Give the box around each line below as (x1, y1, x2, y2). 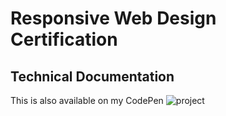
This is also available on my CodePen (10, 95, 164, 106)
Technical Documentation (10, 68, 175, 85)
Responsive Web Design (10, 7, 217, 30)
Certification (10, 28, 118, 51)
